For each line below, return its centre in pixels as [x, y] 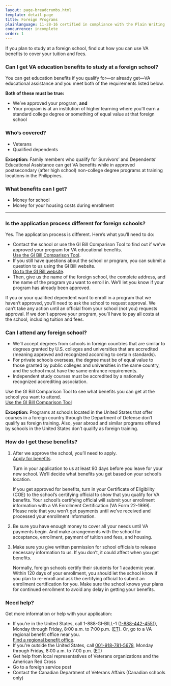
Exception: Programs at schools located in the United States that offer [79, 412]
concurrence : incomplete [32, 29]
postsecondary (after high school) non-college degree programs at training [84, 170]
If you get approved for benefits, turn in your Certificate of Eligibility [84, 489]
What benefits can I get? [36, 188]
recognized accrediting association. [50, 382]
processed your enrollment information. [54, 516]
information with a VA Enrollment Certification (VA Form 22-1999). [82, 505]
